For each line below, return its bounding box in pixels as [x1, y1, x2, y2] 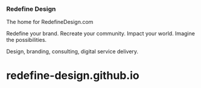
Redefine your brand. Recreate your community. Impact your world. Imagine [6, 30, 195, 37]
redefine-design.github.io [6, 69, 140, 83]
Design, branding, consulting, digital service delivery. [6, 48, 139, 55]
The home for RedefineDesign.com [6, 19, 94, 26]
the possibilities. [6, 37, 47, 44]
